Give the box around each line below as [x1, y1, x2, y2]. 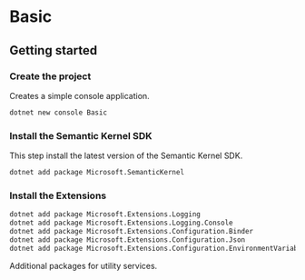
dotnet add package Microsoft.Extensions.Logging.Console [9, 218, 233, 228]
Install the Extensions [9, 189, 107, 202]
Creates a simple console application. [9, 90, 150, 101]
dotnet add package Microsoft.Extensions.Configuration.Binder [9, 226, 254, 235]
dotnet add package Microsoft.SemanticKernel [9, 168, 184, 177]
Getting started [9, 43, 98, 58]
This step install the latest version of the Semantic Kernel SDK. [9, 150, 243, 161]
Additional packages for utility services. [9, 260, 158, 271]
